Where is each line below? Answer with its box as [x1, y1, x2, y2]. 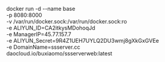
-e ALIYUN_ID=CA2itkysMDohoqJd [6, 24, 96, 31]
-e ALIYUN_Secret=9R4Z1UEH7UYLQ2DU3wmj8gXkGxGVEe [6, 37, 159, 44]
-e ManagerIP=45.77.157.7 [6, 31, 71, 38]
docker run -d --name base [6, 5, 75, 12]
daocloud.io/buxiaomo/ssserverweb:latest [6, 50, 112, 57]
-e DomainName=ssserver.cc [6, 43, 81, 51]
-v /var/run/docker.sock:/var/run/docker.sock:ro [6, 18, 127, 25]
